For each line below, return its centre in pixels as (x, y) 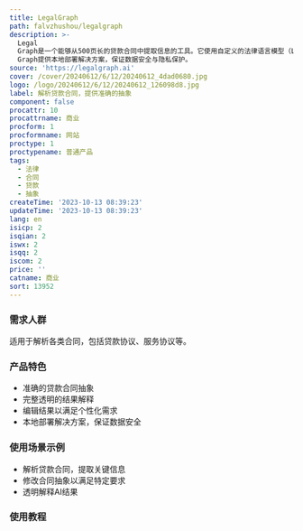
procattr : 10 (34, 110)
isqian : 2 (28, 236)
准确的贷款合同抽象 (58, 388)
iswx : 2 (24, 245)
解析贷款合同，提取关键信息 (74, 469)
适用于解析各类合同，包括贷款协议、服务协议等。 (100, 340)
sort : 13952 (32, 286)
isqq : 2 (24, 253)
